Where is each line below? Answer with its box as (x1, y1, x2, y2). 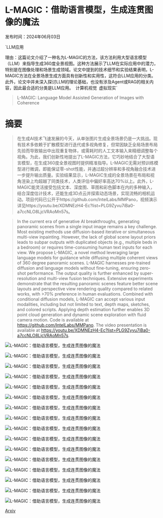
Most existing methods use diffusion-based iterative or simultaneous (17, 229, 155, 235)
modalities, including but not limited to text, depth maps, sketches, (17, 301, 150, 307)
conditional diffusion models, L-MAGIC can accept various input (17, 296, 145, 302)
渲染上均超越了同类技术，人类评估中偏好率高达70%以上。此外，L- (21, 178, 154, 184)
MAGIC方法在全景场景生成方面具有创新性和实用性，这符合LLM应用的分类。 (5, 73, 156, 79)
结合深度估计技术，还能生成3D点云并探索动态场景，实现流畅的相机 (17, 190, 151, 196)
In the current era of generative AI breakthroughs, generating (17, 218, 140, 224)
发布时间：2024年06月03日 (5, 34, 61, 40)
